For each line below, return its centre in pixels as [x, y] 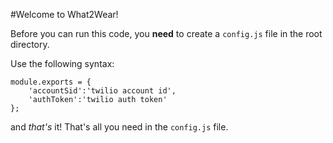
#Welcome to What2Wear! [64, 14]
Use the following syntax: [62, 63]
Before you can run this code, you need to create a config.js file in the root [166, 33]
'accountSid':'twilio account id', [102, 91]
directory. [30, 44]
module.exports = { [51, 82]
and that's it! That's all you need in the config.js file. [119, 127]
